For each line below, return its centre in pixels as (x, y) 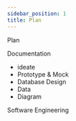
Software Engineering (38, 110)
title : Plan (24, 20)
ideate (26, 67)
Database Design (42, 81)
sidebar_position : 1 (37, 14)
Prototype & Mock (43, 74)
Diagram (29, 96)
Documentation (29, 54)
